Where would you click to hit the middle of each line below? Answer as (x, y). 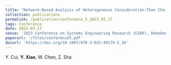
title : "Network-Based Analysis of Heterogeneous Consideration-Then (81, 10)
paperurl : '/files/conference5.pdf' (44, 38)
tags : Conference (24, 24)
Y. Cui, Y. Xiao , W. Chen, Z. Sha (38, 57)
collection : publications (33, 15)
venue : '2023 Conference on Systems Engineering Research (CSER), (77, 33)
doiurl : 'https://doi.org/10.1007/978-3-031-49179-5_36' (67, 43)
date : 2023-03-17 (24, 29)
